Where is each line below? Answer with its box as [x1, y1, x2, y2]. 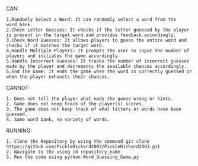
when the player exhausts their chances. [6, 74, 110, 80]
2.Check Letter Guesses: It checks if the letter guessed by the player [6, 27, 190, 33]
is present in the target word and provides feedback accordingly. [6, 32, 177, 38]
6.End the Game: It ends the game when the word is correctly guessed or [6, 68, 193, 74]
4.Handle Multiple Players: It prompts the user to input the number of [6, 48, 190, 54]
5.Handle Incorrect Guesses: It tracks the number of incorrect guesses [6, 58, 190, 64]
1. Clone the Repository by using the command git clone [6, 139, 150, 145]
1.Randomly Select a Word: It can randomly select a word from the [6, 17, 177, 23]
